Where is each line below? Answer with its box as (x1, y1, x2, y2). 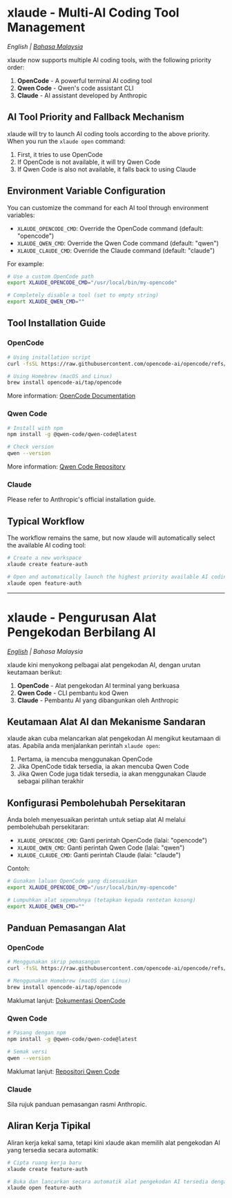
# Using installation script (7, 354, 91, 361)
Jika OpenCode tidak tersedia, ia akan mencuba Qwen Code (17, 762, 189, 771)
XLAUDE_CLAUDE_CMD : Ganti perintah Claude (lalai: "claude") (17, 851, 181, 859)
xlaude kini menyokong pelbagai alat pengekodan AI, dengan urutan (7, 660, 201, 668)
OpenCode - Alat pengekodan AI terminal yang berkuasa (17, 681, 180, 689)
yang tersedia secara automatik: (7, 1145, 99, 1154)
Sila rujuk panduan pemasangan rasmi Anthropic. (7, 1101, 147, 1108)
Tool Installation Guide (7, 317, 106, 329)
